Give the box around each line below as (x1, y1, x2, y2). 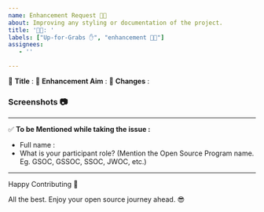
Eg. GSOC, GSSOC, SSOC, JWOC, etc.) (19, 157, 147, 166)
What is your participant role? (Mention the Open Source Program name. (19, 148, 255, 158)
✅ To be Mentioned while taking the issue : (8, 125, 151, 134)
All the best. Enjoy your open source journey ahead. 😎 (8, 195, 185, 204)
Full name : (19, 141, 56, 150)
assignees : (8, 41, 44, 49)
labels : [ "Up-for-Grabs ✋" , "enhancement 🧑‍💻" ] (8, 33, 165, 42)
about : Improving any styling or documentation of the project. (8, 19, 223, 27)
